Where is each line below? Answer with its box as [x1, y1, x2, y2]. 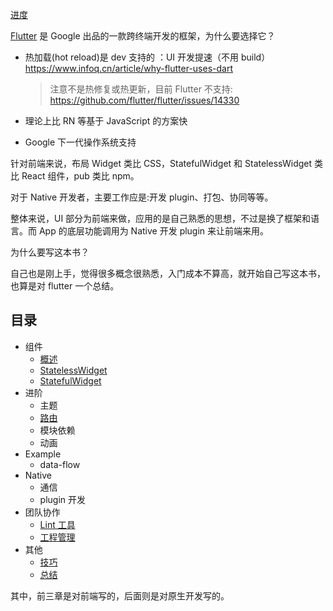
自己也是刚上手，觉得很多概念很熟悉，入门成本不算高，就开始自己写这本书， [10, 268, 326, 279]
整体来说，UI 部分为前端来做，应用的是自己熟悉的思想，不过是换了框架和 [10, 213, 312, 224]
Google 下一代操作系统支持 [24, 136, 137, 148]
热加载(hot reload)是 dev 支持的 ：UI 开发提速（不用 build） [24, 51, 271, 63]
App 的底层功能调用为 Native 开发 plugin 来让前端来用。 [38, 225, 270, 237]
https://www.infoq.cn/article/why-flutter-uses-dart [24, 63, 233, 74]
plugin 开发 [39, 493, 87, 505]
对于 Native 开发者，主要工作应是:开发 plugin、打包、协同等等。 [10, 191, 274, 203]
